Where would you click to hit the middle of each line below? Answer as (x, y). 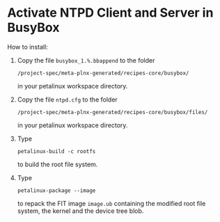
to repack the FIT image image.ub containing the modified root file (111, 203)
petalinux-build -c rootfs (56, 151)
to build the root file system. (57, 164)
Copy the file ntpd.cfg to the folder (68, 100)
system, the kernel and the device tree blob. (80, 211)
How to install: (28, 47)
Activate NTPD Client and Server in (110, 13)
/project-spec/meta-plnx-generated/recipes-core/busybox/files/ (112, 112)
